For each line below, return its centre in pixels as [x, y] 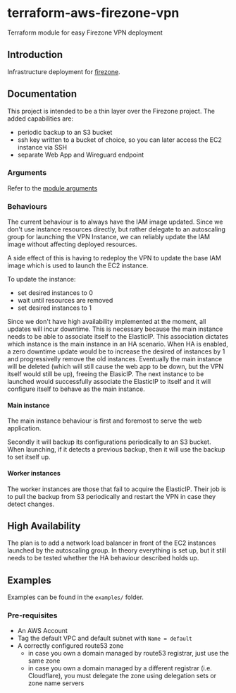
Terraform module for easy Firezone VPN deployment [85, 32]
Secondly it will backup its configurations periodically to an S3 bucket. [109, 442]
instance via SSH [42, 147]
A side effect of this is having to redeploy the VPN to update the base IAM [114, 258]
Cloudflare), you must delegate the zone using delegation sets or [122, 676]
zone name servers [56, 683]
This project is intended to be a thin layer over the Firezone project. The [111, 111]
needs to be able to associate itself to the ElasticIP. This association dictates [118, 337]
